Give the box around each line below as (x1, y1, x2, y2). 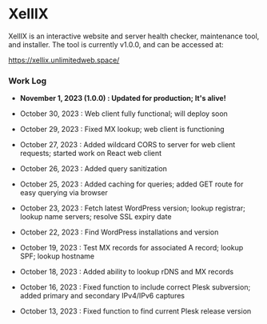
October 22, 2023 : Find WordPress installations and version (19, 227, 219, 237)
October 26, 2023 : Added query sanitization (19, 164, 168, 174)
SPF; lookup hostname (19, 251, 94, 261)
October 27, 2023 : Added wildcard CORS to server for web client (19, 140, 236, 150)
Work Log (8, 75, 47, 86)
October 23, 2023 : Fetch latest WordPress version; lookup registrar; (19, 203, 245, 213)
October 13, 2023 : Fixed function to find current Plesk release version (19, 306, 252, 316)
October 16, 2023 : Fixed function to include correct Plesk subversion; (19, 282, 251, 292)
